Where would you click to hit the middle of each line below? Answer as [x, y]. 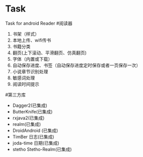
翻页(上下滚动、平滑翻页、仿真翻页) [50, 53]
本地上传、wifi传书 [32, 40]
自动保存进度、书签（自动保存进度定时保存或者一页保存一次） [77, 65]
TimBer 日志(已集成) [33, 136]
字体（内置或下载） [32, 59]
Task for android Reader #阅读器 [39, 23]
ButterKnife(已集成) [32, 111]
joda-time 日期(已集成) [36, 143]
